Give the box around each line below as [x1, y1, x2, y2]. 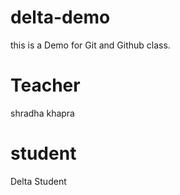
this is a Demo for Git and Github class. [10, 39, 171, 51]
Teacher [10, 74, 81, 97]
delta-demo [10, 6, 111, 29]
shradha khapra [10, 107, 75, 119]
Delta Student [10, 175, 67, 187]
